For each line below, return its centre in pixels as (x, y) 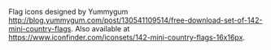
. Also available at (100, 29)
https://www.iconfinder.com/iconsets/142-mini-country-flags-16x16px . (127, 37)
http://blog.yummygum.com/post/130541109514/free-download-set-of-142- (135, 20)
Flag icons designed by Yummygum (68, 12)
